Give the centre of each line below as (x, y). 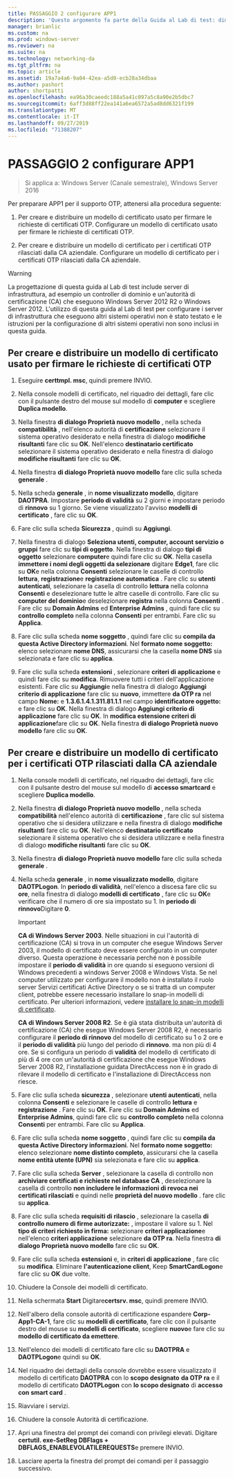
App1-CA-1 (34, 1321)
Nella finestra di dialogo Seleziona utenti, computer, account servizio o (121, 542)
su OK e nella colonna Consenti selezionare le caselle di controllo (111, 572)
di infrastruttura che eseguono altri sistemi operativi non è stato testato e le (115, 317)
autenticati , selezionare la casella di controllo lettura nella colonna (113, 586)
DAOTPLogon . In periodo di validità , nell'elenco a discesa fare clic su (117, 886)
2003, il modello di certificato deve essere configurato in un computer (118, 950)
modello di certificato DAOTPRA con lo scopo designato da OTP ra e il (119, 1378)
